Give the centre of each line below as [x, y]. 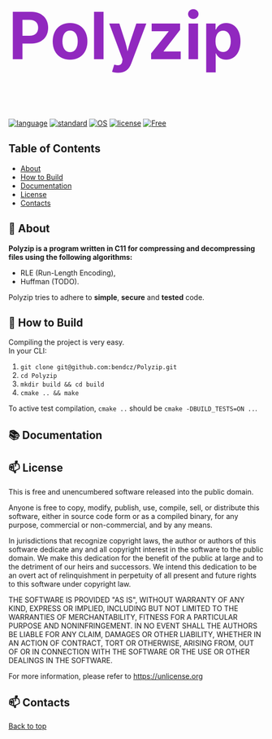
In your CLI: [28, 351]
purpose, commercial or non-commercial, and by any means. [110, 525]
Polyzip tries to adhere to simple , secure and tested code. [106, 297]
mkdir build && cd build [62, 385]
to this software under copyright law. [70, 583]
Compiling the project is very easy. [67, 342]
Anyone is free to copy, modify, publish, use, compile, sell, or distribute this [134, 508]
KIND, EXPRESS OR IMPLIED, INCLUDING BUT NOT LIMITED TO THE [123, 608]
